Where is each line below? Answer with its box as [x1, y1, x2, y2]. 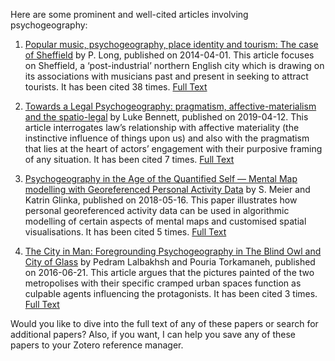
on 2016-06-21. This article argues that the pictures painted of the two [24, 267, 315, 278]
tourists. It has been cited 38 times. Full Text [24, 81, 208, 93]
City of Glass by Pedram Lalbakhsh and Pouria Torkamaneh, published [24, 256, 316, 268]
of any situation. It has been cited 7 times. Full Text [24, 154, 235, 165]
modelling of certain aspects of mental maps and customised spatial [24, 215, 307, 227]
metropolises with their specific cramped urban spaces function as [24, 277, 302, 289]
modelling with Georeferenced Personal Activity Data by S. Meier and [24, 184, 311, 195]
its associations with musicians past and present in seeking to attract [24, 70, 309, 82]
